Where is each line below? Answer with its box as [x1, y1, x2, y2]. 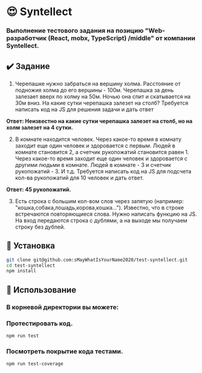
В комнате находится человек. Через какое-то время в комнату [15, 135, 181, 143]
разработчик [6, 34, 47, 42]
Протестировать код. [6, 319, 73, 328]
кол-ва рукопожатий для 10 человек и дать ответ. [15, 174, 144, 181]
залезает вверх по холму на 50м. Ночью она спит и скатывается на [15, 92, 191, 100]
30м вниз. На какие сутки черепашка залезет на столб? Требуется [15, 99, 189, 106]
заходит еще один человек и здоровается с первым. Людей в [15, 141, 175, 149]
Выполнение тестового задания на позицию [6, 27, 144, 35]
